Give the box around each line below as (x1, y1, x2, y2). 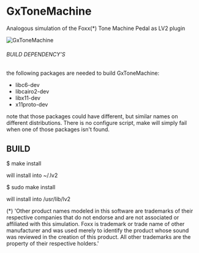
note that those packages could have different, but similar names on (6, 113, 178, 120)
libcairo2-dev (15, 88, 50, 96)
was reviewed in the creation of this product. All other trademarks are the (6, 233, 191, 240)
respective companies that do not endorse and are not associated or (6, 213, 179, 221)
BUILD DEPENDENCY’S (6, 50, 66, 58)
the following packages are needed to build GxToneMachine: (6, 69, 160, 77)
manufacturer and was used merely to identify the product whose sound (6, 227, 189, 234)
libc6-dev (15, 81, 40, 89)
